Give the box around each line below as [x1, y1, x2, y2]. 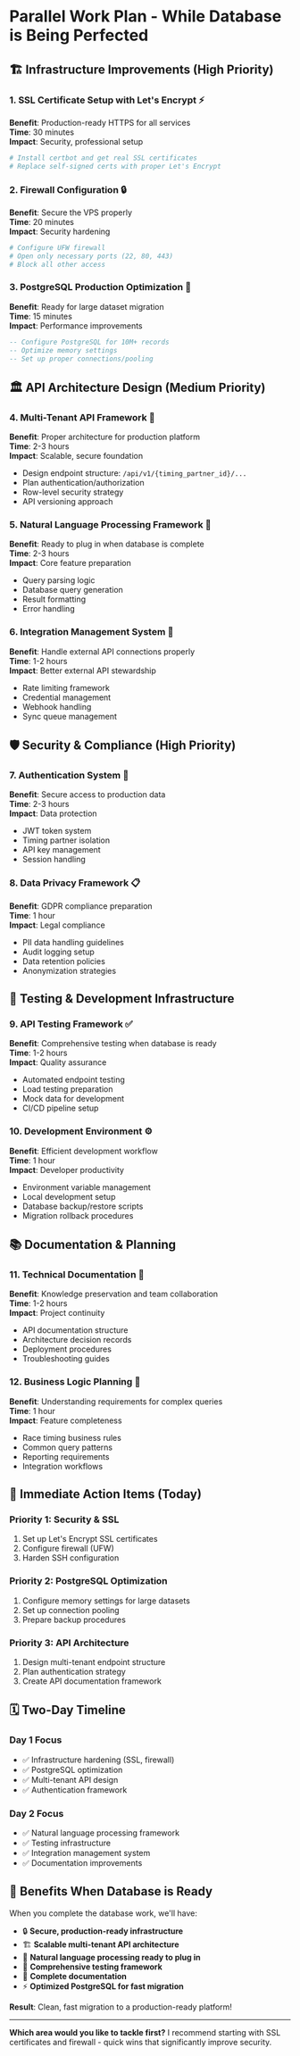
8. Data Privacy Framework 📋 [9, 877, 141, 889]
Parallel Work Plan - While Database [9, 6, 282, 27]
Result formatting [21, 594, 87, 604]
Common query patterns [21, 1442, 113, 1453]
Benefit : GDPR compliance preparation [9, 900, 154, 911]
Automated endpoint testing [21, 1074, 125, 1086]
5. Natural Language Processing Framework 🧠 [9, 519, 212, 531]
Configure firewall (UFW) [21, 1543, 114, 1554]
